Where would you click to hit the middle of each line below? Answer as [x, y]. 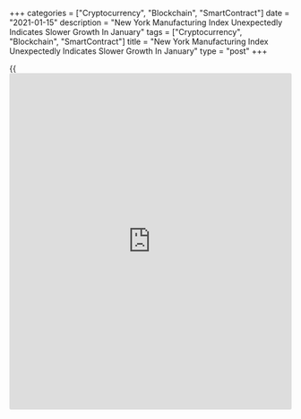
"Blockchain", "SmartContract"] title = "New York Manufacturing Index [139, 41]
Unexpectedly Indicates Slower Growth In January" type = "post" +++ [138, 51]
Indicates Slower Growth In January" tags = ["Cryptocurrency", [126, 32]
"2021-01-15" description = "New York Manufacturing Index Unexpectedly [146, 22]
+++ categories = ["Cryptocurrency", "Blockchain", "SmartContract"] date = [150, 13]
